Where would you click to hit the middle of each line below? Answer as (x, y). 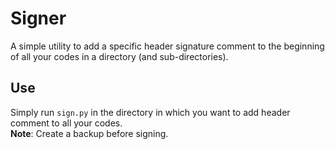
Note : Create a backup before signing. (89, 133)
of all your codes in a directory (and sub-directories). (119, 56)
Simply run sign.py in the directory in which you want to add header (150, 112)
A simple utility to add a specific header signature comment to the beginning (167, 46)
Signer (38, 18)
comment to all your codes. (66, 123)
